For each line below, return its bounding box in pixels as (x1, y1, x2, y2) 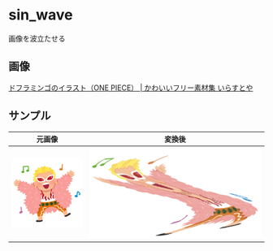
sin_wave (8, 6, 73, 24)
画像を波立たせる (8, 33, 66, 43)
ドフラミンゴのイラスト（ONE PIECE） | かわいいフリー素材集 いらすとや (8, 83, 253, 93)
